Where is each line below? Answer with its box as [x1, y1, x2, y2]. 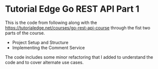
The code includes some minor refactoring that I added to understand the [5, 54, 153, 60]
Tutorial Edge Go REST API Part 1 [5, 3, 139, 15]
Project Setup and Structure [12, 39, 68, 45]
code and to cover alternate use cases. [5, 59, 84, 65]
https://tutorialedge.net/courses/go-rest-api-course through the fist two [5, 24, 151, 30]
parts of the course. [5, 30, 45, 36]
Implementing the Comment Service [12, 45, 85, 50]
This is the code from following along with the [5, 20, 97, 25]
